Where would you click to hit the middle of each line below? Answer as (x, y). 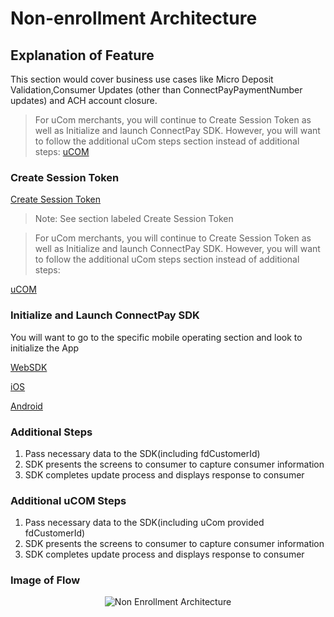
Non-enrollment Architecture (134, 18)
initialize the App (45, 348)
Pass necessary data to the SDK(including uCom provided (144, 523)
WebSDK (29, 367)
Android (26, 406)
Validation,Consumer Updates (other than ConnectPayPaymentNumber (156, 90)
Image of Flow (45, 580)
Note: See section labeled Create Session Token (134, 219)
